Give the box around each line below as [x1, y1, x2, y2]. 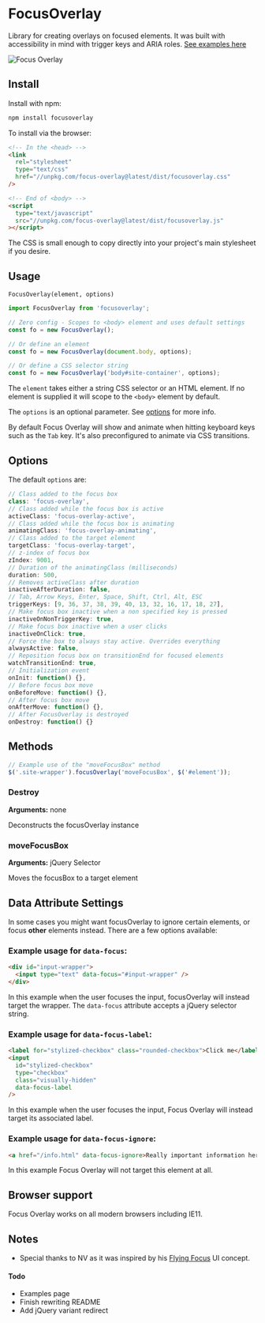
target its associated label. [8, 1113, 94, 1123]
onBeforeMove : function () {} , [8, 689, 108, 697]
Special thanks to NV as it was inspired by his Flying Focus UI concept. [19, 1253, 251, 1263]
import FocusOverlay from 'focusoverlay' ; [8, 304, 150, 312]
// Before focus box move [8, 681, 93, 689]
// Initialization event [8, 667, 90, 675]
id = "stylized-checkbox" [15, 1061, 93, 1069]
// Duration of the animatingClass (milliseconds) [8, 563, 178, 572]
